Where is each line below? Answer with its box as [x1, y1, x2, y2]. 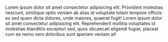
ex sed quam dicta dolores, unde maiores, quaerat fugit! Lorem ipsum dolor [5, 15, 162, 21]
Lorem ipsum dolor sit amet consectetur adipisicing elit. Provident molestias [5, 5, 163, 10]
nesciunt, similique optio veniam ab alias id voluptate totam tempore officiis [5, 10, 162, 16]
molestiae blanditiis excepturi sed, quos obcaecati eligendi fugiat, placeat [5, 26, 158, 32]
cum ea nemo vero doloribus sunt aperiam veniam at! [5, 31, 116, 37]
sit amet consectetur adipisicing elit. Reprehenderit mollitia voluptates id [5, 20, 155, 26]
